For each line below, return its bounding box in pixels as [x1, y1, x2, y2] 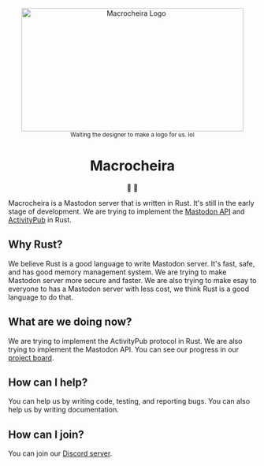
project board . [8, 352, 54, 362]
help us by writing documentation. [8, 405, 120, 415]
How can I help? [8, 375, 88, 389]
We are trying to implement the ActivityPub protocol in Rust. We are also [8, 336, 243, 345]
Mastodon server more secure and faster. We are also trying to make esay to [8, 275, 258, 285]
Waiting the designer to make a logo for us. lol [70, 131, 195, 139]
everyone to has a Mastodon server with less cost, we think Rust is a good [8, 284, 250, 293]
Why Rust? [8, 238, 63, 252]
